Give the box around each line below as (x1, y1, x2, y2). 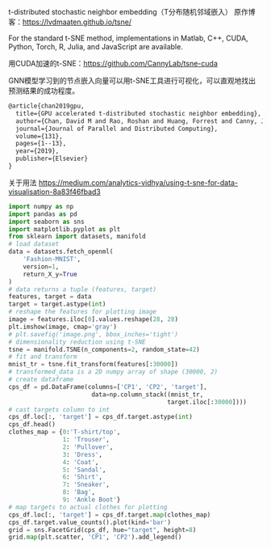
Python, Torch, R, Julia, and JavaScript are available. (8, 42, 183, 51)
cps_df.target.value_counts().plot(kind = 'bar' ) (8, 518, 172, 526)
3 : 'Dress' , (62, 450, 103, 458)
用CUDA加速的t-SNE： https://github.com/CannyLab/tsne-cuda (8, 59, 218, 68)
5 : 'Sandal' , (62, 466, 106, 474)
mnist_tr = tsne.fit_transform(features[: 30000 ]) (8, 361, 179, 369)
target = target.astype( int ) (8, 300, 106, 309)
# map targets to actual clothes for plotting (8, 503, 168, 511)
